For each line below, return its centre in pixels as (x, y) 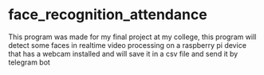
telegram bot (29, 62)
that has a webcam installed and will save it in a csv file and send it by (123, 53)
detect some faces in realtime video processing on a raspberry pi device (128, 45)
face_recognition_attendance (108, 15)
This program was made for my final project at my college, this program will (132, 37)
